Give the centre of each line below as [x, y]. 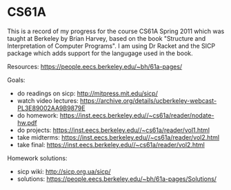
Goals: [16, 79]
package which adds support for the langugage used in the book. [100, 53]
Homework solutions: [37, 158]
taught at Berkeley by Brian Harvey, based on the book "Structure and [107, 38]
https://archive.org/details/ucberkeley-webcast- [149, 100]
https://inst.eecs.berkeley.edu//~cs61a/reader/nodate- [137, 115]
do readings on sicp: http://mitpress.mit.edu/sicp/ [88, 93]
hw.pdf [27, 122]
